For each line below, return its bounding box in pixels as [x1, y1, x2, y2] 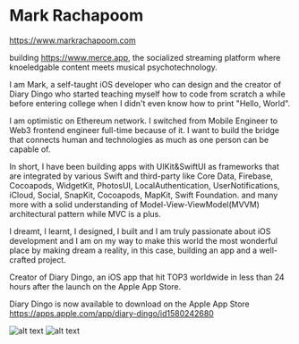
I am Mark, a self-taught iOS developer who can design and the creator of [9, 79, 282, 89]
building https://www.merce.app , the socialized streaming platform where [9, 52, 281, 63]
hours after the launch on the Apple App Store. [9, 281, 182, 291]
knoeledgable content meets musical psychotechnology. [9, 62, 218, 72]
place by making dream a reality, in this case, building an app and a [9, 245, 258, 256]
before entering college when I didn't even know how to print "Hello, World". [9, 97, 291, 108]
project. [37, 254, 67, 264]
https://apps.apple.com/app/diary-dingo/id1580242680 [9, 307, 215, 318]
